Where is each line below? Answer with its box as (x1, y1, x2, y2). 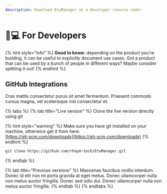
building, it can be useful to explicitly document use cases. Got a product (5, 55, 156, 61)
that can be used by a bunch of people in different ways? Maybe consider (5, 60, 157, 66)
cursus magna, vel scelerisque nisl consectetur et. (5, 98, 109, 105)
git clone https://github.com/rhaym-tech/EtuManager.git (5, 149, 126, 154)
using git (5, 113, 23, 120)
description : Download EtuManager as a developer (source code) (5, 7, 142, 12)
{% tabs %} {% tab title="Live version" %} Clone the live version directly (5, 108, 155, 114)
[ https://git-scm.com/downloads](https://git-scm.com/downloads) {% (5, 134, 149, 140)
